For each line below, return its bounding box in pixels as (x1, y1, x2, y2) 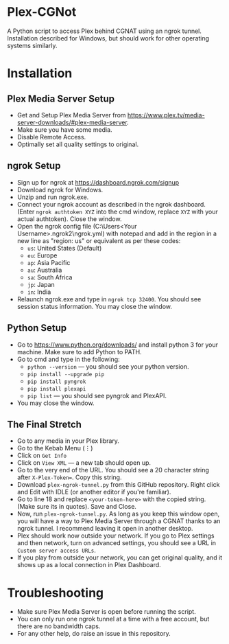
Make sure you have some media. (16, 125, 112, 134)
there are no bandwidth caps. (16, 622, 101, 630)
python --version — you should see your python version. (27, 362, 189, 371)
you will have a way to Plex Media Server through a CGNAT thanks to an (16, 517, 221, 525)
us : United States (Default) (27, 244, 102, 252)
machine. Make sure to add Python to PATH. (16, 347, 142, 356)
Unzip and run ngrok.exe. (16, 193, 89, 201)
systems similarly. (7, 41, 58, 49)
